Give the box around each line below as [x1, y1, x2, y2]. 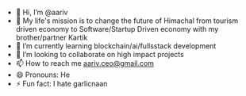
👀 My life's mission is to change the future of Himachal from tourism [15, 16, 239, 25]
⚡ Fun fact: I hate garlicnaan [15, 79, 108, 88]
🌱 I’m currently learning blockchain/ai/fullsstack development [15, 41, 217, 51]
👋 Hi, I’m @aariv [15, 8, 68, 17]
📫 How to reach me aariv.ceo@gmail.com [15, 59, 155, 67]
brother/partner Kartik [15, 33, 88, 42]
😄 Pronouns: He [15, 70, 70, 79]
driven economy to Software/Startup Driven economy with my [15, 25, 219, 33]
